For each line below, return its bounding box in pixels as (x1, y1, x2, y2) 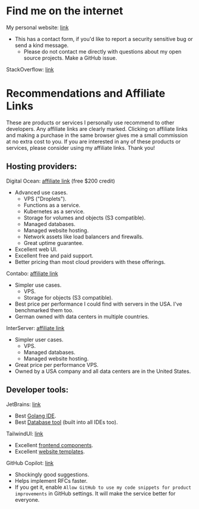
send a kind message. (14, 42, 69, 49)
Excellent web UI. (14, 246, 58, 253)
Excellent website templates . (14, 448, 85, 455)
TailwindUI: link (6, 430, 43, 437)
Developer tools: (6, 385, 69, 395)
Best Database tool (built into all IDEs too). (14, 418, 118, 426)
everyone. (14, 496, 40, 503)
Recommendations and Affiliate (6, 87, 165, 100)
